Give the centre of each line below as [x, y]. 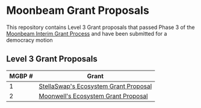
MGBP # [21, 76]
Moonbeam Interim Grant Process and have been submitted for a [87, 33]
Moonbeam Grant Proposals [78, 11]
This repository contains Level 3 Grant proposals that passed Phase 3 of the [101, 27]
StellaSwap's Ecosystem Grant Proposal [95, 86]
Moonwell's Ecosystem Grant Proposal [94, 96]
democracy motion [29, 40]
